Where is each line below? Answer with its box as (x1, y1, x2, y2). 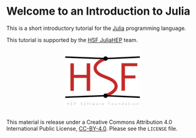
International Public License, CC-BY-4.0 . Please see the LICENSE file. (6, 125, 178, 132)
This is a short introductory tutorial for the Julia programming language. (6, 24, 186, 32)
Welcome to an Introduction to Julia (6, 4, 191, 18)
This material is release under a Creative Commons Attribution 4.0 (6, 118, 173, 126)
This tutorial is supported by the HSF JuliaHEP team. (6, 36, 139, 43)
